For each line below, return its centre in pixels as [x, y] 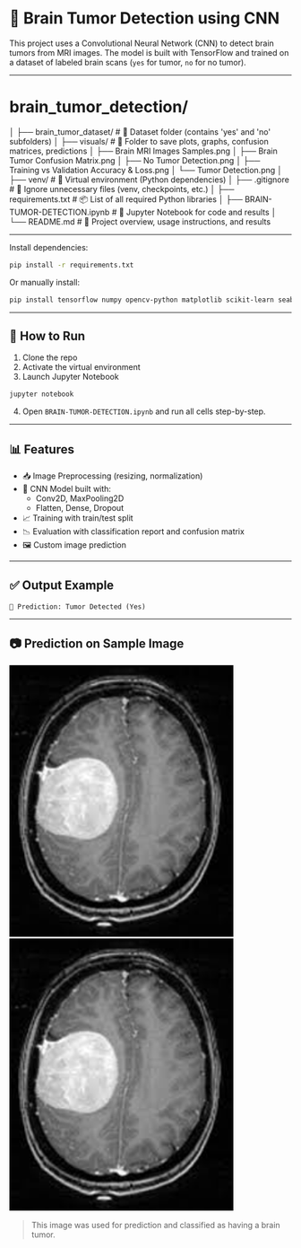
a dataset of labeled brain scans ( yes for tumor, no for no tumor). [128, 62]
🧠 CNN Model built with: [67, 489]
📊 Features [42, 449]
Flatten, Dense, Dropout [79, 508]
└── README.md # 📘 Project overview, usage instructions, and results [140, 221]
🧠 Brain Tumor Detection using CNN [145, 18]
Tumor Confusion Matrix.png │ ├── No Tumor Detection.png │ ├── [135, 160]
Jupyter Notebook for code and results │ [201, 212]
